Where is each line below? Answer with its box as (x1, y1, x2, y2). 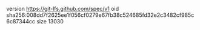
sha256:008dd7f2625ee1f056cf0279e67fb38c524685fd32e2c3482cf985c (6, 11, 195, 19)
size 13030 (36, 18, 64, 25)
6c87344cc (6, 18, 35, 25)
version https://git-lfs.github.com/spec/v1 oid (6, 5, 119, 12)
